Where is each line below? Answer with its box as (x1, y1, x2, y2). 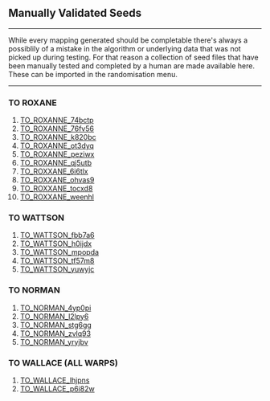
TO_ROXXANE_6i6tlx (19, 166, 88, 176)
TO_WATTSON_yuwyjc (19, 264, 95, 274)
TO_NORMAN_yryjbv (19, 337, 88, 346)
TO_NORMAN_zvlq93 (19, 329, 91, 338)
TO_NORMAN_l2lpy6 (19, 311, 89, 321)
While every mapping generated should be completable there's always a (8, 35, 248, 45)
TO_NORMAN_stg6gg (19, 320, 92, 329)
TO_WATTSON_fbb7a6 (19, 231, 95, 240)
